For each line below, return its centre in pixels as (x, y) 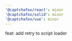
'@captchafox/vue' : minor (32, 19)
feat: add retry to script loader (36, 33)
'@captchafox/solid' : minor (34, 14)
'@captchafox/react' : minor (34, 10)
